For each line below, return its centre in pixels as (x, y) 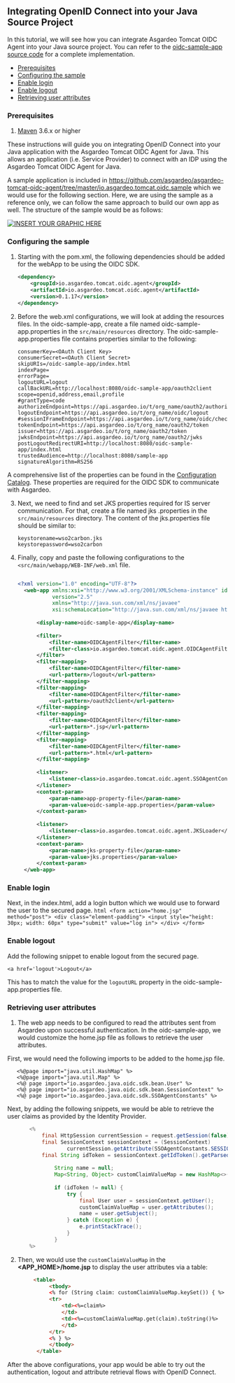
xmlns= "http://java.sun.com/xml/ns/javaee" (116, 603)
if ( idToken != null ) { (89, 1187)
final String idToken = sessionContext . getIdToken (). (121, 1155)
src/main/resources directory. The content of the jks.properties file (114, 518)
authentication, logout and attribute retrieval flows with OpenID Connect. (112, 1372)
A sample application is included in (57, 180)
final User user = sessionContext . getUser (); (147, 1200)
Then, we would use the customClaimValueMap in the (91, 1259)
